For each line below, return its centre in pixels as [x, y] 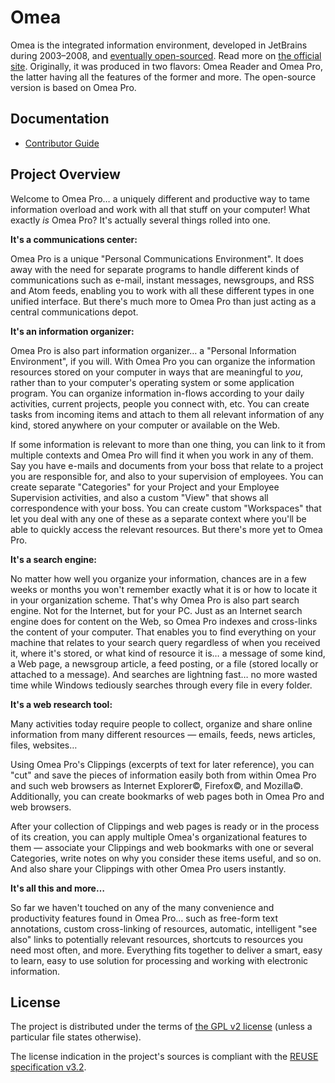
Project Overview [65, 174]
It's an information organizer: [72, 331]
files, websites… [44, 745]
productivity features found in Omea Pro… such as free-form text [144, 918]
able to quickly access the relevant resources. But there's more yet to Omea [166, 529]
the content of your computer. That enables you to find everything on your [163, 632]
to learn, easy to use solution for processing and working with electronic [159, 960]
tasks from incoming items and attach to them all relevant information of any [167, 414]
